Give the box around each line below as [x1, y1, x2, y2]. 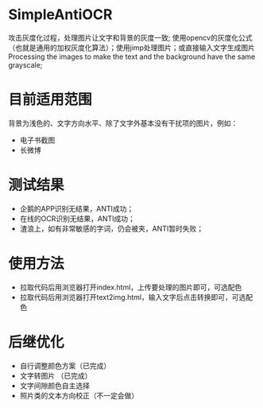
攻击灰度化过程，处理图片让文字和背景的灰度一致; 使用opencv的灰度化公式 [8, 33, 253, 42]
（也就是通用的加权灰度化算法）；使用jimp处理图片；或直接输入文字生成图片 [8, 42, 256, 52]
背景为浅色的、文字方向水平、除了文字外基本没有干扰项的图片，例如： [8, 118, 238, 128]
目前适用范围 [8, 91, 93, 109]
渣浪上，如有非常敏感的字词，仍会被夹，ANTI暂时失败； [19, 223, 204, 233]
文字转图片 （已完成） [19, 371, 92, 380]
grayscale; [8, 60, 43, 69]
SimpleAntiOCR [8, 6, 113, 24]
